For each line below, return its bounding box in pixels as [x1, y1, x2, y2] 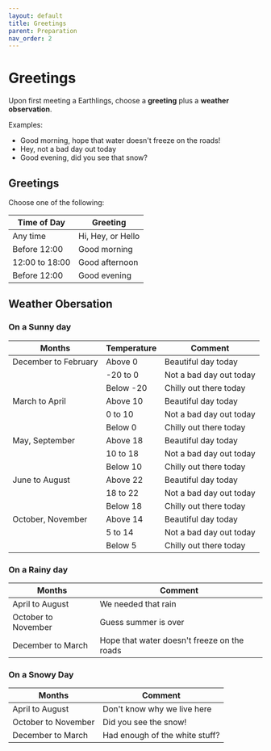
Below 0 [106, 422, 137, 433]
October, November [12, 514, 88, 525]
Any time [12, 231, 46, 241]
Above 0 [106, 356, 139, 367]
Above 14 [106, 514, 144, 525]
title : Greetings [8, 19, 67, 27]
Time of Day [17, 217, 66, 228]
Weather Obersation [8, 297, 113, 311]
